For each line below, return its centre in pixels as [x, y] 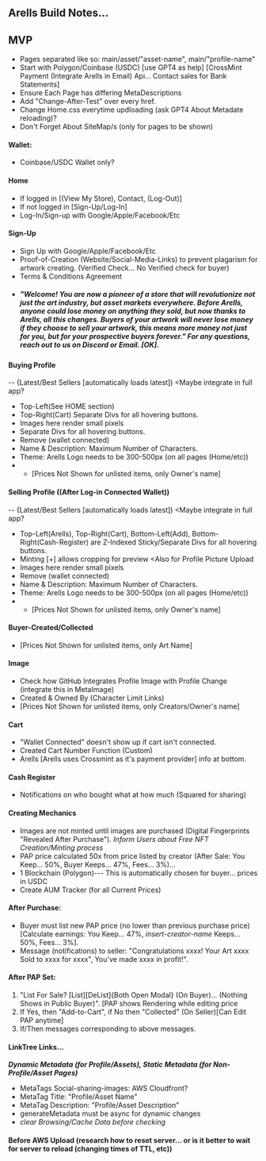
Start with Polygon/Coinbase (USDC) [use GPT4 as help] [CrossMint [131, 67]
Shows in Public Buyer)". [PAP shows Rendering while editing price [129, 1004]
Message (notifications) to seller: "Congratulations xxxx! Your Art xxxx [134, 951]
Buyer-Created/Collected [51, 628]
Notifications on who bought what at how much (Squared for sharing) [133, 795]
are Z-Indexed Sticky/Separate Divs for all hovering [174, 542]
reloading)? [38, 118]
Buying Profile [32, 365]
